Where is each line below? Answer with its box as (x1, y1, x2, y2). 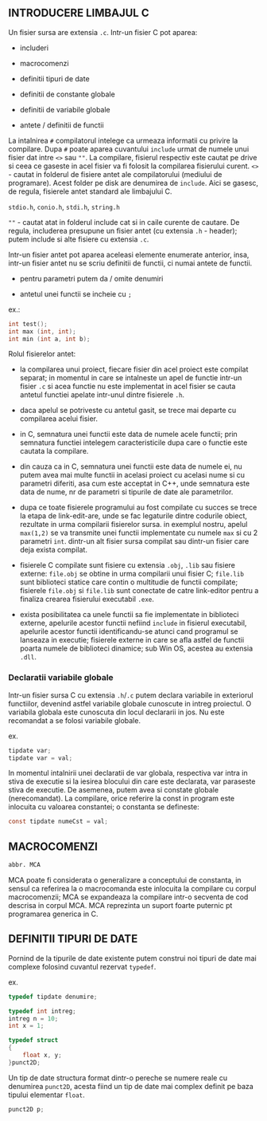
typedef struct (8, 1036, 59, 1044)
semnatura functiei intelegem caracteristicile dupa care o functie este (19, 438, 248, 447)
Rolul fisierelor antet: (8, 349, 76, 359)
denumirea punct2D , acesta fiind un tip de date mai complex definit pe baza (8, 1081, 254, 1091)
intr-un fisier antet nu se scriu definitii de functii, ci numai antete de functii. (8, 258, 253, 268)
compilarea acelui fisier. (19, 414, 98, 423)
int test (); (8, 320, 48, 328)
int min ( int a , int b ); (8, 335, 91, 343)
